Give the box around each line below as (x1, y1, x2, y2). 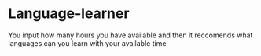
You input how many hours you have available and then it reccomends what (8, 30, 253, 40)
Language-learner (8, 5, 130, 23)
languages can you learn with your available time (8, 38, 167, 47)
